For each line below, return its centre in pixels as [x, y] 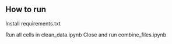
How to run [26, 10]
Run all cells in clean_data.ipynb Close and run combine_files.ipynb [86, 35]
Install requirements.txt [33, 23]
